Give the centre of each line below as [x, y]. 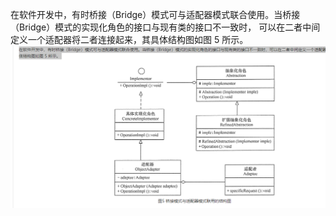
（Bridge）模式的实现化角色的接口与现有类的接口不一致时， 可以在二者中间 [165, 27]
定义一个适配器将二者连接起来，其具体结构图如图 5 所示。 [129, 39]
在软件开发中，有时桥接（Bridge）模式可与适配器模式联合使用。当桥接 [155, 14]
